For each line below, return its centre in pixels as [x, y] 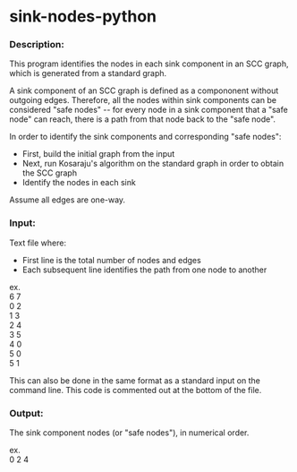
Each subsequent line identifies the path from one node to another [144, 270]
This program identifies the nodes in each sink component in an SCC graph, [149, 64]
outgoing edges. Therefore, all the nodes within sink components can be [143, 100]
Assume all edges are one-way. [68, 200]
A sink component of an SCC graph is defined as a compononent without [144, 90]
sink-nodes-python [83, 17]
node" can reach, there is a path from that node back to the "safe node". [142, 119]
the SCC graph [50, 173]
